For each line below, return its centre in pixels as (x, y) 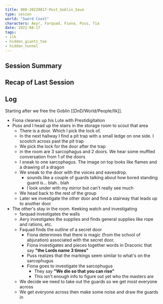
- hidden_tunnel (22, 46)
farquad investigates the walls (50, 214)
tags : (11, 32)
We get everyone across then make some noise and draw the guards (89, 292)
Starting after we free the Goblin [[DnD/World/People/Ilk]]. (64, 111)
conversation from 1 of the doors (52, 157)
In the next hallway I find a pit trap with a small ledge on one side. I (87, 136)
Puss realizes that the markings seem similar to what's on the (89, 256)
